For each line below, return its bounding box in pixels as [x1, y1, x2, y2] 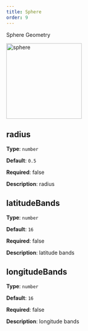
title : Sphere [6, 8, 42, 15]
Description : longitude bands [6, 318, 80, 325]
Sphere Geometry [6, 31, 51, 38]
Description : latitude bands [6, 249, 75, 257]
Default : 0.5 [6, 157, 37, 164]
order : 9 [6, 14, 28, 21]
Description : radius [6, 181, 55, 188]
